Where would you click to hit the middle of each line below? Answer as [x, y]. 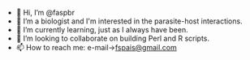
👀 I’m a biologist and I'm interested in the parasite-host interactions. [129, 21]
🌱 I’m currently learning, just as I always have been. [102, 30]
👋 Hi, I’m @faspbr [45, 13]
